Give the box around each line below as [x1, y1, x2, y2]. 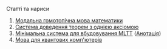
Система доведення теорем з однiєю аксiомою [15, 24, 139, 30]
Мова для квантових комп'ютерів [15, 36, 102, 43]
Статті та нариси [6, 5, 50, 12]
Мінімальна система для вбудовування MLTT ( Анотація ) [15, 30, 162, 37]
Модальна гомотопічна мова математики [15, 17, 123, 24]
